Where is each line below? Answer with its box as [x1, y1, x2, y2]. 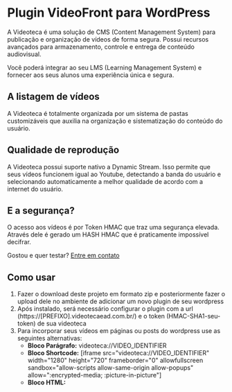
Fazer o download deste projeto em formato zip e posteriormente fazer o [17, 290, 226, 298]
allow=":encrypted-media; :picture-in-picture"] [27, 371, 162, 380]
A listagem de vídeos [7, 91, 100, 103]
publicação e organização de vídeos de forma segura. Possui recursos [7, 35, 209, 43]
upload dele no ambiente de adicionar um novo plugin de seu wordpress [17, 297, 224, 306]
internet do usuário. [7, 185, 64, 193]
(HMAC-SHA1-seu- [166, 312, 221, 321]
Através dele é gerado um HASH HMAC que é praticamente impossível [7, 230, 209, 239]
